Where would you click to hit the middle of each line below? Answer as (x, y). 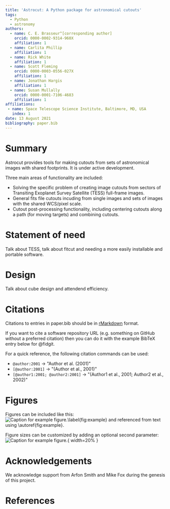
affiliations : (20, 105)
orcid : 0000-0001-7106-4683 (44, 95)
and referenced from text (134, 420)
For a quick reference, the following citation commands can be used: (77, 354)
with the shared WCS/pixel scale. (47, 203)
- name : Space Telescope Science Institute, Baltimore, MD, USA (77, 109)
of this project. (21, 481)
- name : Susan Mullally (35, 90)
